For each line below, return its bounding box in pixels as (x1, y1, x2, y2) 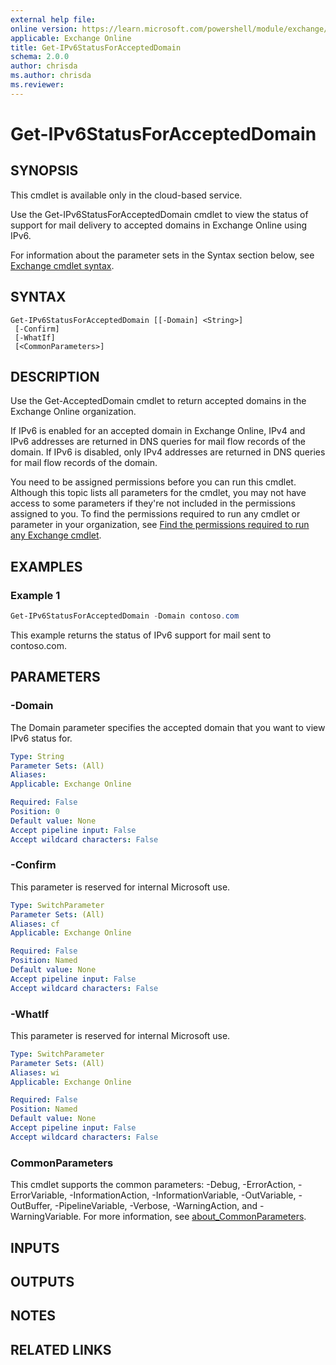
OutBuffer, (10, 1200, 53, 1212)
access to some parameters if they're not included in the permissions (10, 497, 296, 510)
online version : (10, 24, 78, 34)
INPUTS (10, 1239, 60, 1256)
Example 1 (10, 588, 61, 602)
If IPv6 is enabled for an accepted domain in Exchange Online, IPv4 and (10, 425, 306, 437)
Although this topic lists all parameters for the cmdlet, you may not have (10, 487, 307, 499)
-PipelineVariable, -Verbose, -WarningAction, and (54, 1200, 258, 1212)
